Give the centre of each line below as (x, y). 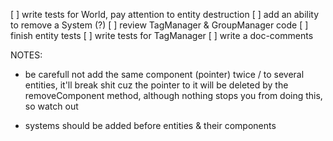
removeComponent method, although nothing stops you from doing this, (173, 95)
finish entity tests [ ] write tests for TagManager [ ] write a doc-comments (162, 35)
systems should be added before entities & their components (150, 125)
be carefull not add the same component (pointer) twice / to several (164, 74)
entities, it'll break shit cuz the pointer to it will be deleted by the (156, 85)
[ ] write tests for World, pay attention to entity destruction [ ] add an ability (165, 14)
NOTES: (26, 55)
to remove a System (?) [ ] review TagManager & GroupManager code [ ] (159, 25)
